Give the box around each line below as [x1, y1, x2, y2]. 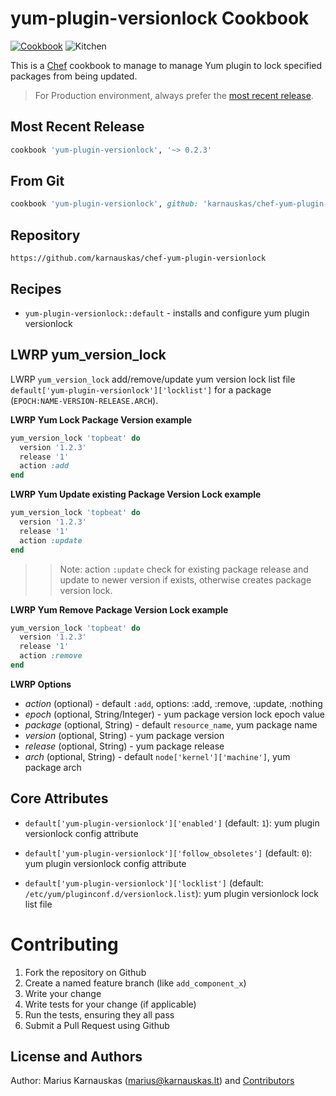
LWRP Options [10, 678, 72, 690]
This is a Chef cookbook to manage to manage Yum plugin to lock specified [10, 59, 323, 71]
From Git [10, 173, 65, 190]
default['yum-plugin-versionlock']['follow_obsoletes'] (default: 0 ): [24, 847, 313, 859]
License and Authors [10, 1048, 143, 1066]
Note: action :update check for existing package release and [59, 563, 309, 575]
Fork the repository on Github [24, 966, 147, 978]
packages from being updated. [10, 70, 138, 82]
